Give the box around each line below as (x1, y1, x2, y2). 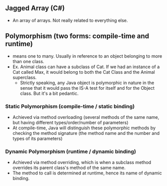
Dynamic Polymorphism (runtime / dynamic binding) (5, 148, 136, 155)
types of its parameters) (12, 135, 63, 141)
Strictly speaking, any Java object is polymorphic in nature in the (20, 80, 154, 86)
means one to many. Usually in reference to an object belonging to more (12, 53, 162, 59)
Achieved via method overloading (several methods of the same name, (12, 114, 159, 120)
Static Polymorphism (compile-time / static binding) (5, 103, 135, 110)
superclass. (12, 74, 37, 80)
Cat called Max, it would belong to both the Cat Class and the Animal (12, 69, 155, 75)
